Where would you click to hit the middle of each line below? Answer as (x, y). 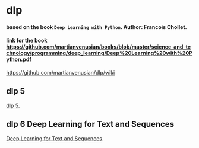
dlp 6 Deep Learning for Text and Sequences (90, 124)
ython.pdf (19, 59)
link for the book (27, 41)
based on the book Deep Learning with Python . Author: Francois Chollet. (97, 27)
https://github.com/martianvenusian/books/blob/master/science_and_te (99, 47)
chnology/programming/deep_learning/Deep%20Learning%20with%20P (99, 53)
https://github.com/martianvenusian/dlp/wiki (61, 72)
